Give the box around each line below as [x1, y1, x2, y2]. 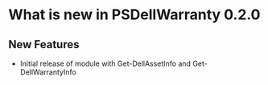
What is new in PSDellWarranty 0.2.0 [8, 6, 261, 24]
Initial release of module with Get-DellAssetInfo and [19, 59, 192, 68]
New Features [8, 38, 80, 51]
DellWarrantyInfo [19, 67, 76, 77]
